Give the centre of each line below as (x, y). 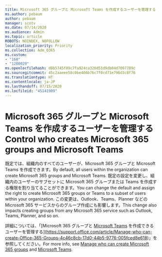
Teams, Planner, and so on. (32, 216)
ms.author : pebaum (24, 14)
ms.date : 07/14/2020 (26, 28)
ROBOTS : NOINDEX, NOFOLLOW (32, 41)
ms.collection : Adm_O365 (30, 50)
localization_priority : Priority (39, 46)
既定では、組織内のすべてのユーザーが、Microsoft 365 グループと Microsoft (80, 164)
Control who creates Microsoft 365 (77, 139)
